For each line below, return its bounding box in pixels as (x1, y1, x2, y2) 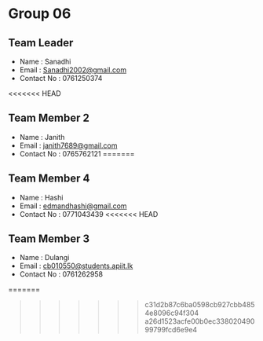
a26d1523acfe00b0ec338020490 (144, 317, 255, 326)
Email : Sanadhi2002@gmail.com (19, 65, 127, 75)
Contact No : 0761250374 (19, 74, 103, 82)
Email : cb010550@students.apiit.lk (19, 261, 133, 271)
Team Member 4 (8, 172, 90, 185)
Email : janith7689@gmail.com (19, 141, 118, 150)
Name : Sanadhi (19, 57, 71, 66)
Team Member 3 (8, 233, 90, 246)
